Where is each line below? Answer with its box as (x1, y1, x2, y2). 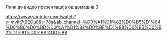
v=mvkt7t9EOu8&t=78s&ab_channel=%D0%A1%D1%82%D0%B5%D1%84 (5, 19, 161, 25)
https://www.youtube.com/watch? (5, 14, 76, 19)
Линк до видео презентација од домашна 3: (5, 4, 100, 10)
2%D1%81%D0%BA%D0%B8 (5, 30, 67, 35)
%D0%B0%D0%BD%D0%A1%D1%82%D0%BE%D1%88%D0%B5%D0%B (5, 24, 162, 30)
